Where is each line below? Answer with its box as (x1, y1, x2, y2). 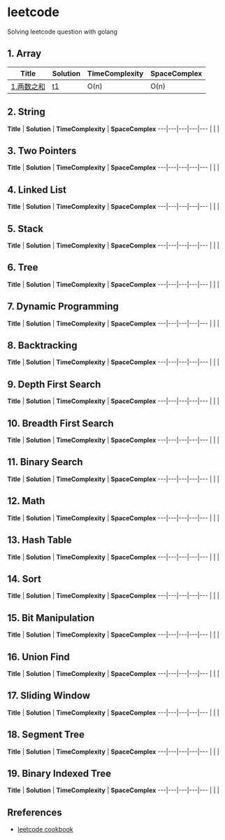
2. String (7, 106, 45, 118)
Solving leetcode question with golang (7, 27, 117, 36)
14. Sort (7, 573, 42, 585)
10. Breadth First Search (7, 417, 114, 429)
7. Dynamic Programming (7, 301, 119, 313)
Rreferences (7, 806, 63, 818)
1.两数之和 (10, 81, 45, 91)
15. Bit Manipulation (7, 611, 95, 624)
